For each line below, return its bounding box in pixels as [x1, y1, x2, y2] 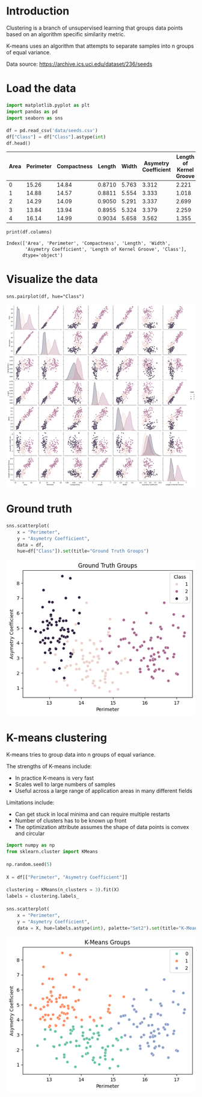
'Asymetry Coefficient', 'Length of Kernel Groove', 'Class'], [25, 246, 187, 253]
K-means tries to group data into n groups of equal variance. [6, 751, 156, 758]
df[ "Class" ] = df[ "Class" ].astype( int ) [6, 134, 106, 140]
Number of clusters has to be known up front [14, 817, 127, 824]
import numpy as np [6, 842, 55, 848]
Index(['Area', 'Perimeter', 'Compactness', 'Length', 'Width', [6, 240, 171, 247]
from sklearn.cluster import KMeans [6, 849, 98, 855]
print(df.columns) [6, 229, 52, 235]
